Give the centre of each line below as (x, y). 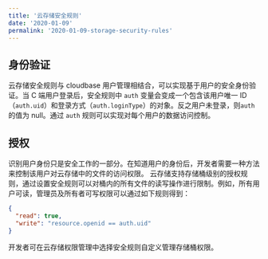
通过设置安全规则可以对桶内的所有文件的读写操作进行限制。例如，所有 (137, 183)
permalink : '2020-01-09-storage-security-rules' (91, 30)
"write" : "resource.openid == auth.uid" (83, 223)
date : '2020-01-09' (41, 23)
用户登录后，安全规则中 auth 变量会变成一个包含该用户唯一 (142, 96)
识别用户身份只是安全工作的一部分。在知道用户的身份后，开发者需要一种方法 (134, 163)
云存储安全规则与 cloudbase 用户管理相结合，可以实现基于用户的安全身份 (129, 85)
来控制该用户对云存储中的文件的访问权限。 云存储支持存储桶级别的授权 (124, 173)
